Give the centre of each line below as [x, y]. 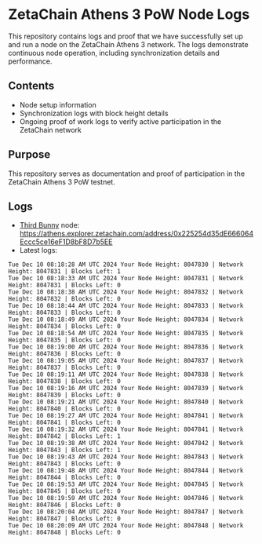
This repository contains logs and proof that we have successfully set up [126, 36]
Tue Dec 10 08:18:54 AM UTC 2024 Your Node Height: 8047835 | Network [126, 334]
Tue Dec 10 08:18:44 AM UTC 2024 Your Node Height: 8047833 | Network [126, 306]
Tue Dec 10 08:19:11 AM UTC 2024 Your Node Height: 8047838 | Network [126, 374]
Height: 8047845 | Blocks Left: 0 [65, 491]
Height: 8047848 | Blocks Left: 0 [65, 533]
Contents [31, 86]
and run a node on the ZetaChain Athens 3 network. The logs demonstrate [128, 44]
